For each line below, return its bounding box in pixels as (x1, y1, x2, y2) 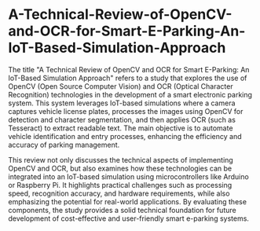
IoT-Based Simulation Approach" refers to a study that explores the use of (8, 73, 247, 82)
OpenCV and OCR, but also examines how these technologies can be (8, 163, 233, 173)
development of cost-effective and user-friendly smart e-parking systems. (8, 214, 250, 223)
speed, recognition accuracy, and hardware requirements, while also (8, 189, 230, 198)
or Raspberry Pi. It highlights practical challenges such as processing (8, 180, 233, 189)
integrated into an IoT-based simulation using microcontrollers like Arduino (8, 171, 249, 181)
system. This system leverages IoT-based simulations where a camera (8, 98, 236, 108)
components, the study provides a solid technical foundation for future (8, 205, 237, 214)
